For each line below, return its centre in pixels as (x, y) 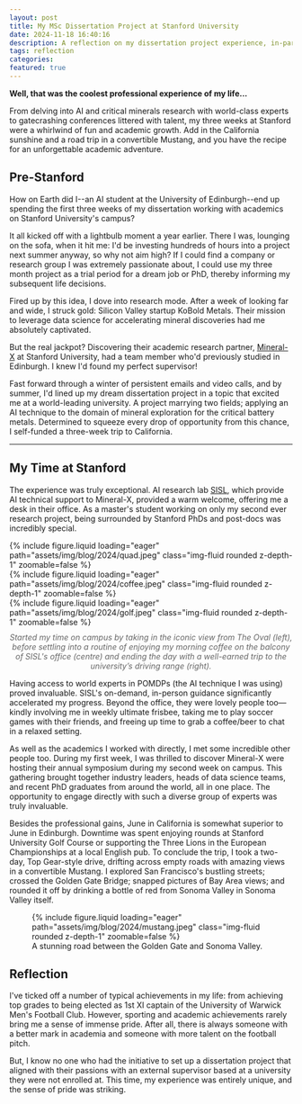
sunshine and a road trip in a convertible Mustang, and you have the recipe (148, 139)
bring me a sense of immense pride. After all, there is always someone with (148, 1024)
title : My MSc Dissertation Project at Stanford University (124, 26)
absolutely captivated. (50, 329)
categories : (31, 59)
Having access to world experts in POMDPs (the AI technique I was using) (146, 683)
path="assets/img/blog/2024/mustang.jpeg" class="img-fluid (146, 927)
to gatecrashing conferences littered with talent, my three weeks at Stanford (151, 120)
